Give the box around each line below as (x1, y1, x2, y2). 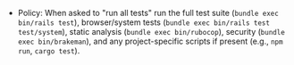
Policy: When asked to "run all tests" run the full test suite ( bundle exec (17, 8, 279, 18)
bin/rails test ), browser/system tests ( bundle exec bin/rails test (17, 17, 271, 28)
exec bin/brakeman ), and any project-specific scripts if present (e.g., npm (17, 36, 283, 46)
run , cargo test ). (17, 45, 80, 56)
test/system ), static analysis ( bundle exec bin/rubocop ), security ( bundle (17, 27, 286, 37)
